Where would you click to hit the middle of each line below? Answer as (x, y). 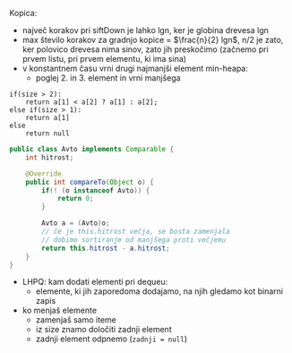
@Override (44, 174)
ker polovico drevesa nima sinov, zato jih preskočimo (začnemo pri (145, 49)
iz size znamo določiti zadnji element (103, 330)
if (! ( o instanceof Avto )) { (96, 190)
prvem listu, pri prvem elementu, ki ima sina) (104, 59)
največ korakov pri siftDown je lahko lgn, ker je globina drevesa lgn (145, 30)
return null (47, 133)
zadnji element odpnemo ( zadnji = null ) (112, 339)
